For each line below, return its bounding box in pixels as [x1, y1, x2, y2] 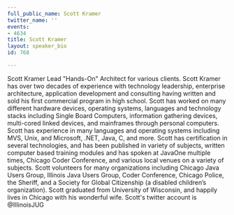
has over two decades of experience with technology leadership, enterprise [7, 82, 226, 90]
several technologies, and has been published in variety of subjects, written [7, 141, 225, 149]
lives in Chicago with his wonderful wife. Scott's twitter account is [7, 193, 197, 201]
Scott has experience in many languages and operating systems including [7, 126, 220, 135]
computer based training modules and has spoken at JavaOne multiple [7, 148, 211, 157]
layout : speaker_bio [7, 43, 68, 50]
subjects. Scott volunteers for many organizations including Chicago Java [7, 163, 220, 172]
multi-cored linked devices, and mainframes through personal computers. [7, 119, 219, 127]
